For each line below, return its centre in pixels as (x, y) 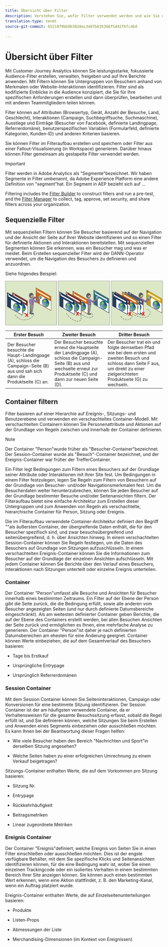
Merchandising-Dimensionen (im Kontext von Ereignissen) (72, 939)
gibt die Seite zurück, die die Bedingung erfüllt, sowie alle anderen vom (79, 604)
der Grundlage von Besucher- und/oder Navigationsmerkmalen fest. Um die (83, 485)
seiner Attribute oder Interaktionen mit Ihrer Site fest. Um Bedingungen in (80, 474)
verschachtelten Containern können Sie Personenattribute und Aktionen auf (83, 424)
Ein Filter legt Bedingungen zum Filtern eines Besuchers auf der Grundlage (82, 469)
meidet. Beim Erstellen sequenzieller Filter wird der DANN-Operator (75, 253)
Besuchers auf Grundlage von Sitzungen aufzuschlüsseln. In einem (74, 548)
